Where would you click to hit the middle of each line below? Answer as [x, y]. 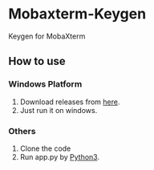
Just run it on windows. [59, 110]
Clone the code [45, 148]
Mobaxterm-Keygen [77, 14]
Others [22, 131]
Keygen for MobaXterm [47, 36]
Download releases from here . [70, 102]
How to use [37, 61]
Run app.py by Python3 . [60, 156]
